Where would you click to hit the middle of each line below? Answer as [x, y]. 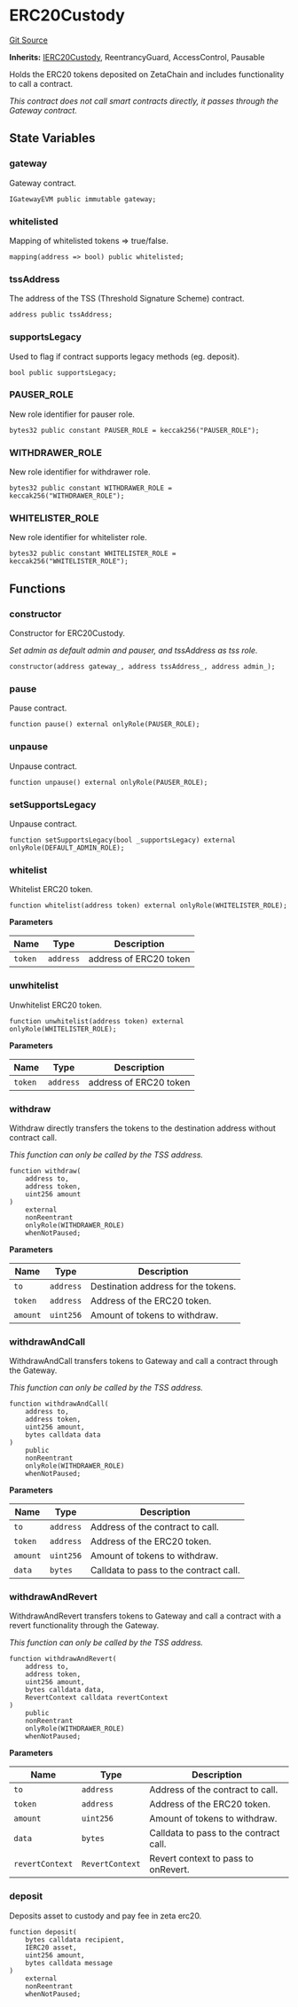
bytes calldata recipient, [75, 1940]
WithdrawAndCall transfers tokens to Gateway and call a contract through [144, 1361]
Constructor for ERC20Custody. [67, 633]
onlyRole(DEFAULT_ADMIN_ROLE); [67, 848]
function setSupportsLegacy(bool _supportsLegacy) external [123, 840]
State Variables [52, 138]
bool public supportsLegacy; [63, 372]
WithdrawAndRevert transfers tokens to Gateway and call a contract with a [145, 1616]
